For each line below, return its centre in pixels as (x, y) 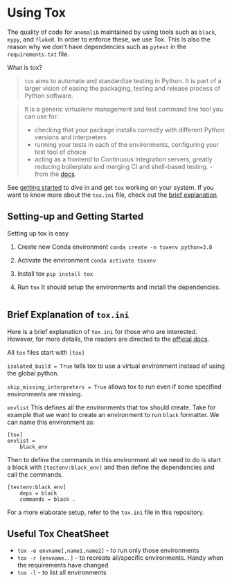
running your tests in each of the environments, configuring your (127, 144)
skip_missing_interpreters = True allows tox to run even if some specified (114, 387)
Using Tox (36, 13)
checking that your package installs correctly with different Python (130, 130)
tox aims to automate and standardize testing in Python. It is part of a (123, 80)
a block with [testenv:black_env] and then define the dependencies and (111, 467)
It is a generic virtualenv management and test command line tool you (124, 109)
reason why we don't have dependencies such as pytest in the (97, 46)
